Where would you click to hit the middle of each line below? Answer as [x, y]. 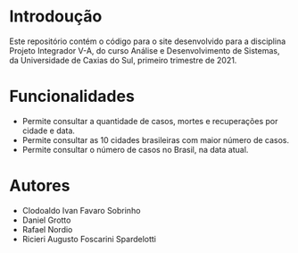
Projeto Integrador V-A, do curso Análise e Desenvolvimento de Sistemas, [145, 50]
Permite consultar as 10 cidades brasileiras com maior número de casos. [156, 139]
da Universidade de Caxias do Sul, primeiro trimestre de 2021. [123, 60]
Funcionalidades [72, 97]
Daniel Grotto [46, 220]
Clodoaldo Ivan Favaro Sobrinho [81, 210]
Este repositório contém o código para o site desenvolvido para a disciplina [148, 41]
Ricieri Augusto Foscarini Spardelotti [89, 239]
